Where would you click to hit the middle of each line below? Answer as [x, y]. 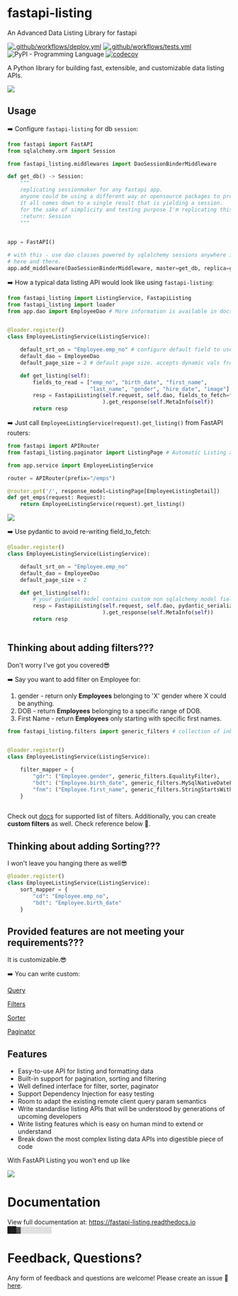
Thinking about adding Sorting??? [84, 846]
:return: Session [46, 216]
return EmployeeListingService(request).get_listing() [103, 504]
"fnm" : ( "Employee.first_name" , [81, 789]
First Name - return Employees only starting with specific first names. [119, 718]
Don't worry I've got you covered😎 [59, 665]
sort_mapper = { [44, 890]
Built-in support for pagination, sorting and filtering [92, 1079]
